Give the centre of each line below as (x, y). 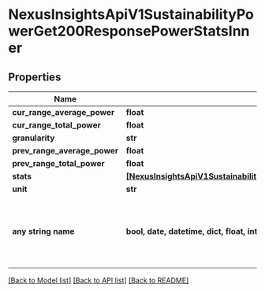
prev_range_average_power (65, 151)
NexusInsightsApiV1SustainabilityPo (131, 15)
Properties (35, 77)
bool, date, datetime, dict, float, (186, 231)
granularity (34, 138)
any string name (43, 231)
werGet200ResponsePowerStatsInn (129, 31)
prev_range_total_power (58, 163)
